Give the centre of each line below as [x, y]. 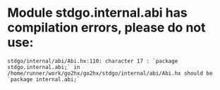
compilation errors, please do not [106, 28]
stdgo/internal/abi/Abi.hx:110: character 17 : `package [93, 61]
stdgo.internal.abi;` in [44, 67]
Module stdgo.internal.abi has [98, 13]
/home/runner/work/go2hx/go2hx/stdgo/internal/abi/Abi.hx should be [110, 73]
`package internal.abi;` [44, 79]
